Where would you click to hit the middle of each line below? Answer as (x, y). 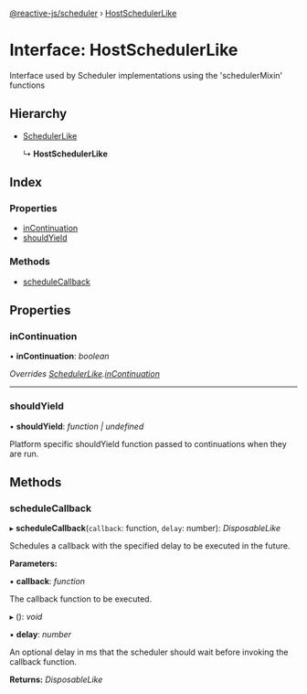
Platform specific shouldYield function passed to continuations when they (148, 443)
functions (27, 85)
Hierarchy (38, 114)
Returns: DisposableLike (56, 679)
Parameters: (33, 564)
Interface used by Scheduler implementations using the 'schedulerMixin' (146, 75)
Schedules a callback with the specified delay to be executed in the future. (150, 546)
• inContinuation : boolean (59, 357)
